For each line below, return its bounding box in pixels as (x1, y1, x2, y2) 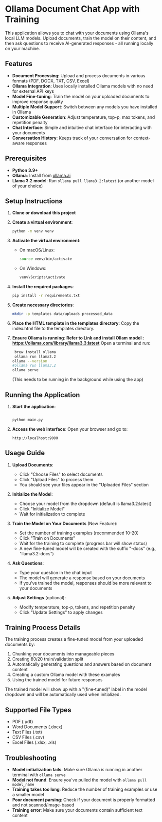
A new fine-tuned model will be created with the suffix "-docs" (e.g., (19, 546, 157, 551)
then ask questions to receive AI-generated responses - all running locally (5, 40, 154, 46)
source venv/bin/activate (19, 256, 72, 262)
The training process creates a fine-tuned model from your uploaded (5, 636, 143, 642)
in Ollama (12, 109, 31, 115)
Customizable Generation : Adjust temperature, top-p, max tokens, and (12, 114, 155, 120)
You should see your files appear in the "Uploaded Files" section (19, 482, 149, 487)
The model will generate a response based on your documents (19, 575, 145, 581)
